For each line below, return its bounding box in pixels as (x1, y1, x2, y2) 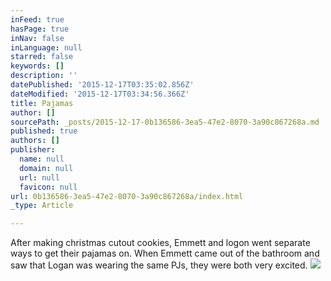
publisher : (10, 145, 56, 155)
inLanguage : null (10, 42, 83, 53)
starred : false (10, 52, 74, 62)
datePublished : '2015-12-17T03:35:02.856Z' (10, 80, 195, 90)
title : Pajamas (10, 98, 74, 108)
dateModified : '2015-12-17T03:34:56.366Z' (10, 89, 190, 99)
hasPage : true (10, 24, 70, 34)
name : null (19, 154, 65, 164)
